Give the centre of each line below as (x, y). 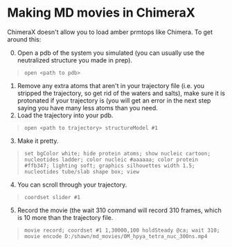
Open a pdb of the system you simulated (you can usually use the (111, 53)
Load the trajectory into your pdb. (65, 115)
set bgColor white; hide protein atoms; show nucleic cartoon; (117, 153)
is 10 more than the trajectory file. (65, 217)
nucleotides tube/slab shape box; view (82, 171)
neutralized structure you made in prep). (75, 60)
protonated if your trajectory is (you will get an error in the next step (114, 100)
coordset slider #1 (52, 197)
